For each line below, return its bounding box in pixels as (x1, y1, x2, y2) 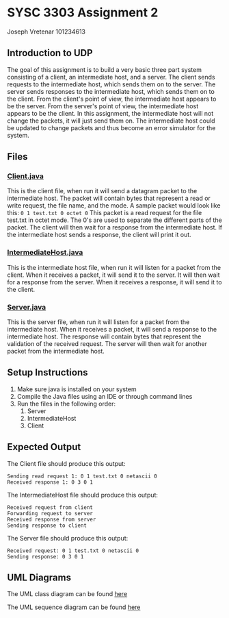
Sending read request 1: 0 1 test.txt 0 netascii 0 (7, 473, 157, 480)
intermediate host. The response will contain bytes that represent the (7, 332, 202, 341)
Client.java (7, 171, 44, 181)
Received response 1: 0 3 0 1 (7, 478, 94, 486)
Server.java (7, 302, 46, 312)
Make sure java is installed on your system (16, 385, 137, 393)
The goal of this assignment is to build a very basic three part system (7, 65, 202, 73)
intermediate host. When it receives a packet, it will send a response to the (7, 325, 217, 334)
